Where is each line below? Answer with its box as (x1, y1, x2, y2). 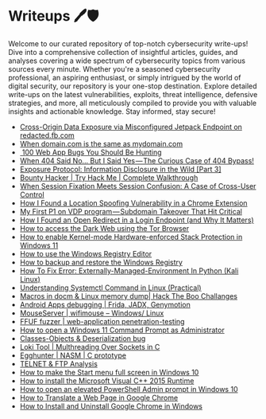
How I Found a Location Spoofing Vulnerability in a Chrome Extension (19, 198, 248, 208)
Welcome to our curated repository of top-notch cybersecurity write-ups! (8, 38, 249, 49)
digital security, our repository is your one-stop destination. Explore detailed (8, 81, 257, 91)
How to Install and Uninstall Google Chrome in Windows (19, 401, 203, 411)
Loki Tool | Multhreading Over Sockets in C (19, 342, 160, 351)
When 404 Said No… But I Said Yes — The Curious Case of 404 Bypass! (19, 155, 254, 165)
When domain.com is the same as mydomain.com (19, 139, 183, 148)
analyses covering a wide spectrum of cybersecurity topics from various (8, 56, 246, 65)
